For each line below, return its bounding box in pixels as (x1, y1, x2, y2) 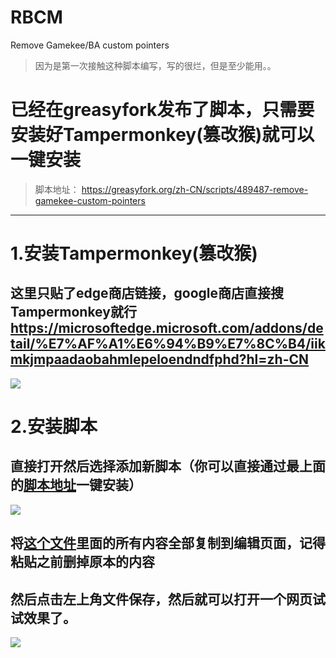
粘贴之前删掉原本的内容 (10, 554, 155, 571)
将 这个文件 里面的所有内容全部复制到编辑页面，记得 (10, 535, 326, 552)
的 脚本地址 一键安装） (10, 477, 142, 494)
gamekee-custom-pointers (34, 194, 146, 206)
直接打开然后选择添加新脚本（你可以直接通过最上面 (10, 458, 326, 475)
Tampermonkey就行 (10, 304, 137, 321)
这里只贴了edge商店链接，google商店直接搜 (10, 285, 285, 302)
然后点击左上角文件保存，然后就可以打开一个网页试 (10, 591, 326, 608)
